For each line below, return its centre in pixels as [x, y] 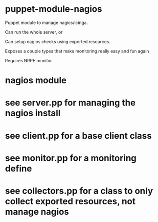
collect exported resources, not [70, 201]
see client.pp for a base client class [79, 136]
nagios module [36, 81]
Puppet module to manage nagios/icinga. [46, 23]
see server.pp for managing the [70, 103]
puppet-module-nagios [54, 9]
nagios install [33, 113]
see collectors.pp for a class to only [79, 191]
